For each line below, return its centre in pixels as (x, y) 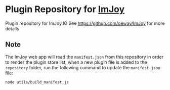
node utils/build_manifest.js (37, 82)
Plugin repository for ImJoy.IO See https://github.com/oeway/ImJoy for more (85, 23)
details (12, 28)
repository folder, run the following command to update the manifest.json (83, 67)
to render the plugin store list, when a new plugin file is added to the (76, 62)
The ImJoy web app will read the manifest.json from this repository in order (84, 57)
